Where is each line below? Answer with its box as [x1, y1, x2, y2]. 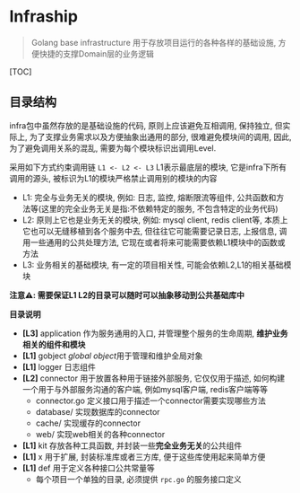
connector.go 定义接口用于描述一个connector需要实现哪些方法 [35, 395, 267, 406]
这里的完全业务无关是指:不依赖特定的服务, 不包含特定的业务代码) [40, 203, 279, 214]
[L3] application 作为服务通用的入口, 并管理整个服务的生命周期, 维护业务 [21, 328, 288, 339]
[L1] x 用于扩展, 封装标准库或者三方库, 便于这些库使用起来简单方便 [21, 451, 266, 462]
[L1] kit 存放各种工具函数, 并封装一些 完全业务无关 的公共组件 [21, 440, 243, 451]
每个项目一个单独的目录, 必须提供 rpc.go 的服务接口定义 [35, 473, 242, 484]
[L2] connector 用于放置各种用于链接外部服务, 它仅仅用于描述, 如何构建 [21, 373, 286, 383]
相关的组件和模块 [21, 339, 86, 349]
